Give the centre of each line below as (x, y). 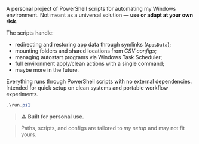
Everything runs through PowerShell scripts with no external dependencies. (99, 81)
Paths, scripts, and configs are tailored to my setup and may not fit (103, 128)
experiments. (22, 94)
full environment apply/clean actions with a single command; (89, 63)
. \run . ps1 (19, 105)
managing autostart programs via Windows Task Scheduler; (88, 57)
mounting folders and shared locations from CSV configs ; (86, 51)
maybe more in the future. (47, 70)
